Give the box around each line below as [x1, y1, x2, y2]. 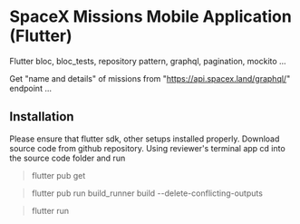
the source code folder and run [9, 152, 126, 163]
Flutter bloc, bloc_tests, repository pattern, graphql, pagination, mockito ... [9, 55, 287, 66]
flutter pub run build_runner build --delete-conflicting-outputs [31, 188, 263, 199]
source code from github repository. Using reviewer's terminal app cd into [9, 142, 285, 153]
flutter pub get [31, 170, 86, 180]
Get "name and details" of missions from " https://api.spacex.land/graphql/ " [9, 73, 291, 83]
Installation [9, 109, 74, 124]
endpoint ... [9, 83, 53, 93]
